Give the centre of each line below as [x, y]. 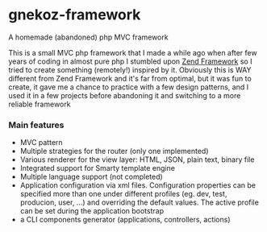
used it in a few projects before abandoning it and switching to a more [125, 95]
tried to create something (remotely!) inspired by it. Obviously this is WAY [130, 69]
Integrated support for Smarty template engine [98, 168]
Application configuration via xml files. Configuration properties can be [138, 185]
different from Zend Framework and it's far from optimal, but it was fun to [130, 78]
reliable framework [40, 104]
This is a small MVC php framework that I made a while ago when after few [133, 52]
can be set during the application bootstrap [92, 211]
